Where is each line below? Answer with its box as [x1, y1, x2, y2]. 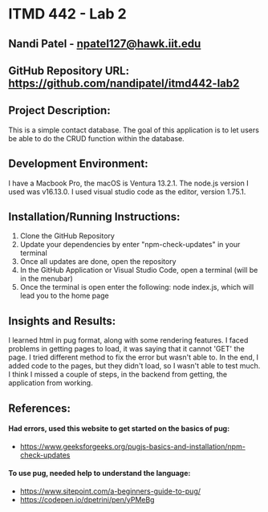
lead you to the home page [19, 291, 110, 301]
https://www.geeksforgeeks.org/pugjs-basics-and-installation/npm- [19, 441, 246, 451]
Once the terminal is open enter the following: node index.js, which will [19, 282, 254, 292]
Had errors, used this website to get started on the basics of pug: [8, 424, 230, 433]
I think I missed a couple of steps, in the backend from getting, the [8, 370, 228, 380]
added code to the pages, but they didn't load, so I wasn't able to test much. [8, 361, 261, 371]
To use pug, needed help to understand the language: [8, 469, 191, 478]
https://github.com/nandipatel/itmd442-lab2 [8, 76, 240, 90]
